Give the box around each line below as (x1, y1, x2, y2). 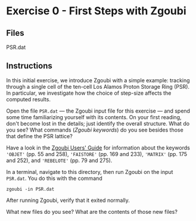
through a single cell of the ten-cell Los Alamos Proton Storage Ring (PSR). (6, 83, 189, 90)
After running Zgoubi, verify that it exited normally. (6, 197, 130, 204)
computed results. (6, 95, 51, 102)
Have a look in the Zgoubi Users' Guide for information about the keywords (6, 144, 191, 151)
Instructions (6, 61, 52, 71)
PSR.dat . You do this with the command (6, 175, 102, 182)
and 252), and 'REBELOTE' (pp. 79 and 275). (6, 157, 113, 164)
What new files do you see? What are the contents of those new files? (6, 208, 178, 215)
